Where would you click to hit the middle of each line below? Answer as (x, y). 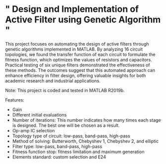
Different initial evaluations (39, 114)
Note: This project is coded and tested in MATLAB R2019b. (65, 90)
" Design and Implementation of (72, 9)
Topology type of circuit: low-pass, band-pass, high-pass (71, 136)
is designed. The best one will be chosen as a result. (66, 125)
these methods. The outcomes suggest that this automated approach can (80, 70)
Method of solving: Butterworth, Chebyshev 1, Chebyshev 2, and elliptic (85, 141)
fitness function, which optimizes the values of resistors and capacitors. (79, 59)
